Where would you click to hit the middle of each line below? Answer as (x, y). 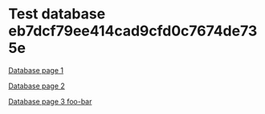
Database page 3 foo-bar (50, 101)
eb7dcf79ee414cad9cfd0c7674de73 (133, 31)
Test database (57, 14)
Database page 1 (36, 70)
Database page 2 (37, 86)
